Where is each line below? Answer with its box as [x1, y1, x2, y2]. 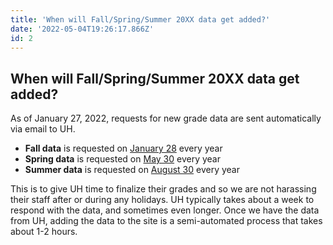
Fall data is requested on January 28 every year [24, 142, 223, 155]
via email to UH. [10, 123, 76, 135]
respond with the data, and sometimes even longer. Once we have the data [10, 204, 320, 216]
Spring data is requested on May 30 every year [24, 153, 221, 165]
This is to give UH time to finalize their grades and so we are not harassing [10, 183, 317, 195]
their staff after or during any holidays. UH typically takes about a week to [10, 194, 315, 206]
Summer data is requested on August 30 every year [24, 164, 240, 176]
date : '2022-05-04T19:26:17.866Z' [10, 24, 155, 34]
